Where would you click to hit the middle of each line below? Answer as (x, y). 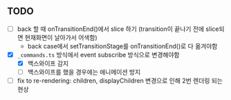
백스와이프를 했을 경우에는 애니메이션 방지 (84, 72)
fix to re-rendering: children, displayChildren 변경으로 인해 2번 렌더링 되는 (120, 81)
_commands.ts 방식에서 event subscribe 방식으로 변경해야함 (98, 54)
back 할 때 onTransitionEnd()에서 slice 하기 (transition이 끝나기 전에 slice (118, 29)
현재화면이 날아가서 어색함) (61, 37)
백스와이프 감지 (48, 63)
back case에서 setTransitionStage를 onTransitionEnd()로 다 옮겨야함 (122, 46)
